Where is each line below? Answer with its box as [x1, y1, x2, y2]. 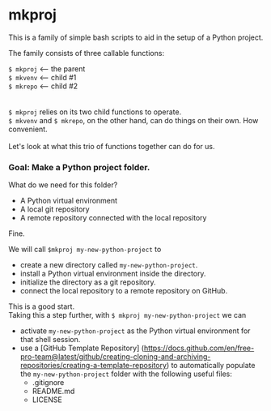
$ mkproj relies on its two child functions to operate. [8, 107, 182, 117]
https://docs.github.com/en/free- [143, 343, 255, 353]
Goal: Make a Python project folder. [8, 161, 150, 173]
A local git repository [19, 204, 91, 214]
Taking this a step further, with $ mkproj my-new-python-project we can [8, 310, 247, 320]
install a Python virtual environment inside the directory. [19, 269, 206, 279]
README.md [32, 387, 75, 396]
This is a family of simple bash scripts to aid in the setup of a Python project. [8, 32, 264, 42]
